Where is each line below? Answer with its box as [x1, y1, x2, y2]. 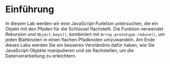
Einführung [5, 4, 54, 15]
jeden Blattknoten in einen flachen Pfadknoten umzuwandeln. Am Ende [5, 37, 155, 43]
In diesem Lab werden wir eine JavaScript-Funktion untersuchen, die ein [5, 20, 159, 26]
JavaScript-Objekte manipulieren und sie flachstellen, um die [5, 47, 134, 53]
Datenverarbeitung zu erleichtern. [5, 52, 77, 59]
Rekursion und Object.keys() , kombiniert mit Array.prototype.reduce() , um [5, 31, 165, 37]
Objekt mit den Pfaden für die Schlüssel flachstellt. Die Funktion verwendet [5, 25, 164, 31]
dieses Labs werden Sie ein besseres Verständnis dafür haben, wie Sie [5, 42, 155, 48]
